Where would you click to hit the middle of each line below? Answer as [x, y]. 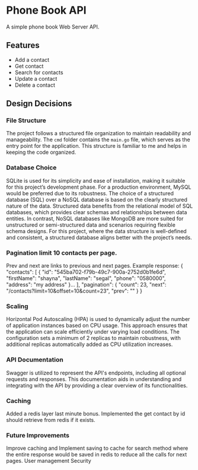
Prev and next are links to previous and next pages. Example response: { [95, 266]
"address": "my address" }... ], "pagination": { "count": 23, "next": [87, 285]
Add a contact [32, 59]
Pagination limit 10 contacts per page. [62, 253]
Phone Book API [47, 10]
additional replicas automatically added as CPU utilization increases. [90, 344]
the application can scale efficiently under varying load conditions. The [93, 332]
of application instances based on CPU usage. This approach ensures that [97, 325]
